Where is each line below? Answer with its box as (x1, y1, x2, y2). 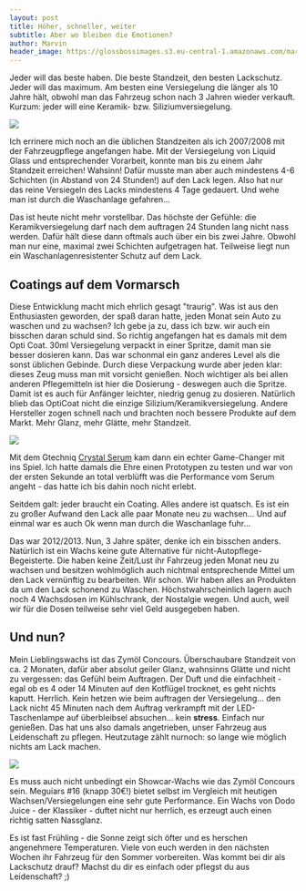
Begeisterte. (9, 555, 56, 566)
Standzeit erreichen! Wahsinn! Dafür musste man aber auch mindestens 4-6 (9, 165, 295, 176)
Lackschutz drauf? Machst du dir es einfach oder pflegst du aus (9, 861, 250, 872)
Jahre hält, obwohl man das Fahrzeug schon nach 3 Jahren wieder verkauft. (9, 92, 296, 103)
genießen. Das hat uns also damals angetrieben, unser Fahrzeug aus (9, 722, 267, 732)
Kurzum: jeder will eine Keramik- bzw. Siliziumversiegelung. (9, 101, 233, 112)
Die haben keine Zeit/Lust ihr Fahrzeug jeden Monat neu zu (56, 555, 280, 566)
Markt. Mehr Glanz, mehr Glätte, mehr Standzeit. (9, 416, 191, 428)
